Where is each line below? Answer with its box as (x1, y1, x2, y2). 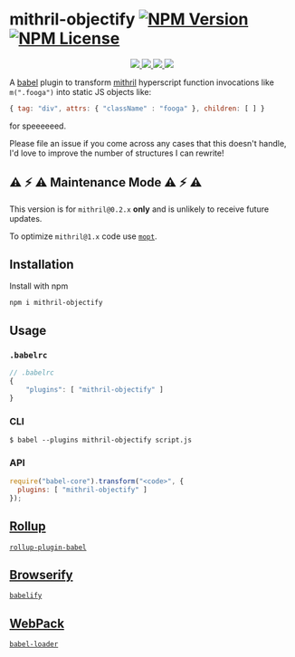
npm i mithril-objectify (9, 299, 103, 308)
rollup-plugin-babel (9, 543, 88, 552)
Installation (9, 257, 74, 272)
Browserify (9, 567, 73, 583)
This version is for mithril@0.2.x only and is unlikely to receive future (9, 204, 270, 214)
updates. (9, 213, 43, 224)
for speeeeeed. (9, 120, 66, 131)
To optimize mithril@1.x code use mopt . (9, 231, 157, 242)
